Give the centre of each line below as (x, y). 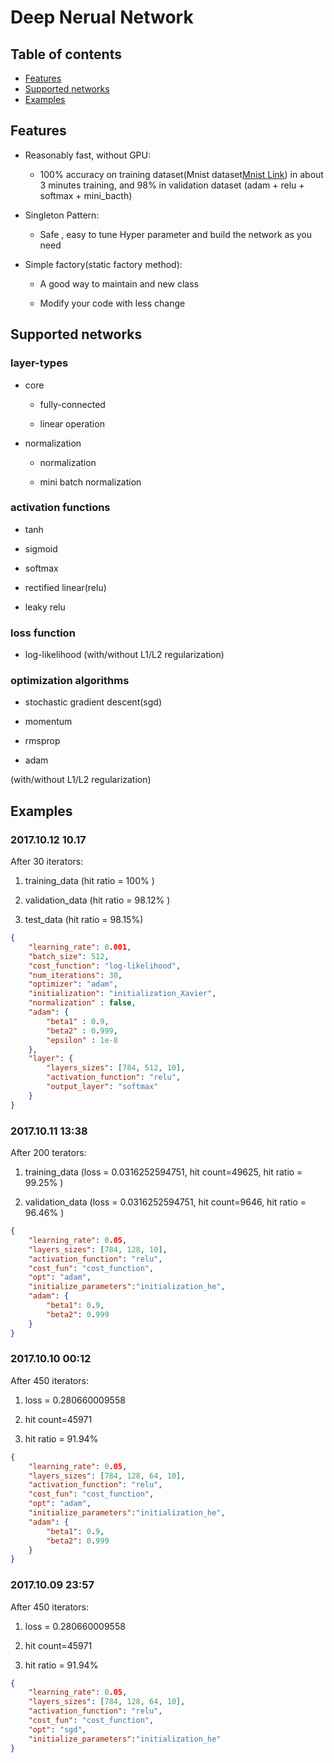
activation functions (60, 508)
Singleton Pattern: (62, 215)
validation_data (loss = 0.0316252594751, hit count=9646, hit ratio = (165, 1202)
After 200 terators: (48, 1152)
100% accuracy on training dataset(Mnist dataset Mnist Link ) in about (181, 174)
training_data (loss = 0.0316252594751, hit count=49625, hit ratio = (163, 1172)
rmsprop (42, 741)
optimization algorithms (70, 681)
